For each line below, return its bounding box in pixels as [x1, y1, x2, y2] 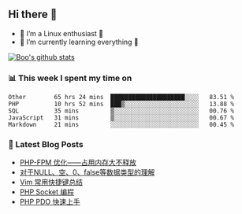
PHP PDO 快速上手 [19, 197, 80, 207]
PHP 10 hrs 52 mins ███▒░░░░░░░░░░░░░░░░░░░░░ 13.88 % [8, 100, 235, 109]
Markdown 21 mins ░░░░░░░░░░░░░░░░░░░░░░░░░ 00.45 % [8, 121, 235, 129]
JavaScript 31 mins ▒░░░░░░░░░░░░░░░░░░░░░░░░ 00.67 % [8, 114, 235, 122]
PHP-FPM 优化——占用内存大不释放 [19, 158, 136, 168]
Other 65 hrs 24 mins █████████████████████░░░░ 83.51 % [8, 94, 235, 101]
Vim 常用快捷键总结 [19, 178, 84, 187]
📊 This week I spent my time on [8, 72, 132, 83]
